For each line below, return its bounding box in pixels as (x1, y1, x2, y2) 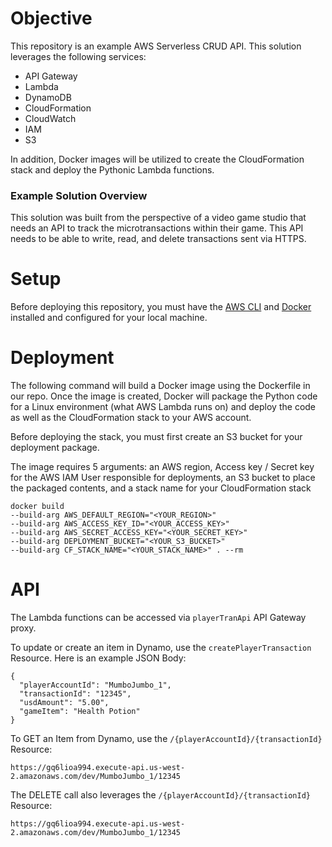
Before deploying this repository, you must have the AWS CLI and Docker (10, 301, 312, 313)
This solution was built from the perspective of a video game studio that (10, 212, 307, 224)
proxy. (10, 622, 37, 634)
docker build (10, 502, 65, 512)
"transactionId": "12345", (19, 689, 132, 699)
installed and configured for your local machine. (10, 312, 208, 324)
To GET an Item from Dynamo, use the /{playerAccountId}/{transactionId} (10, 733, 323, 745)
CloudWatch (24, 112, 77, 124)
